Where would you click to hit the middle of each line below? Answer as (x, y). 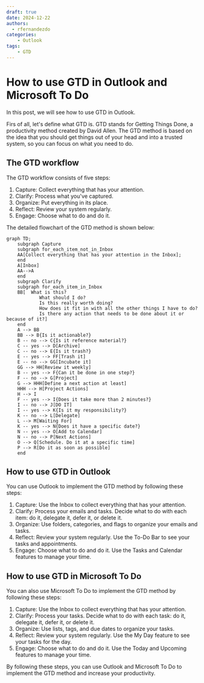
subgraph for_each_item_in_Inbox (60, 287)
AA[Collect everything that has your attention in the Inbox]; (100, 255)
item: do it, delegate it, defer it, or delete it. (69, 518)
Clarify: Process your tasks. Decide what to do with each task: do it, (100, 616)
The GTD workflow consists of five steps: (58, 178)
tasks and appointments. (46, 544)
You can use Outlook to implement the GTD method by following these (95, 486)
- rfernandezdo (31, 29)
